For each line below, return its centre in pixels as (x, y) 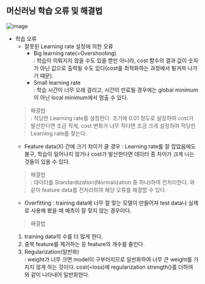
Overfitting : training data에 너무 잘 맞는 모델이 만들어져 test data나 (106, 203)
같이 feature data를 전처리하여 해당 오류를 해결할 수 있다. (98, 190)
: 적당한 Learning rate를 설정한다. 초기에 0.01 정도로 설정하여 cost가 (112, 118)
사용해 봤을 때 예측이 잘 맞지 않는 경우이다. (81, 210)
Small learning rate (57, 82)
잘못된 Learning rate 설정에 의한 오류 (69, 46)
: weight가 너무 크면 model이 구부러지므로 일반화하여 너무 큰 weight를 (108, 259)
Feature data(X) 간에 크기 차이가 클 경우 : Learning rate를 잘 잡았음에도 (110, 146)
